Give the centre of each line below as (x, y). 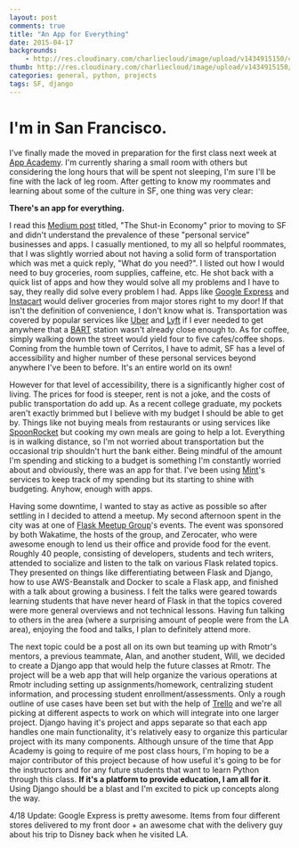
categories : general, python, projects (83, 76)
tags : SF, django (41, 84)
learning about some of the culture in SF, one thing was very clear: (131, 190)
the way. (25, 798)
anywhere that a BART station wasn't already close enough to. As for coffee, (149, 329)
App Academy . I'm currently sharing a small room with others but (128, 162)
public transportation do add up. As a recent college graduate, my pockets (145, 403)
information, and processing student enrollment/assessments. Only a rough (148, 694)
